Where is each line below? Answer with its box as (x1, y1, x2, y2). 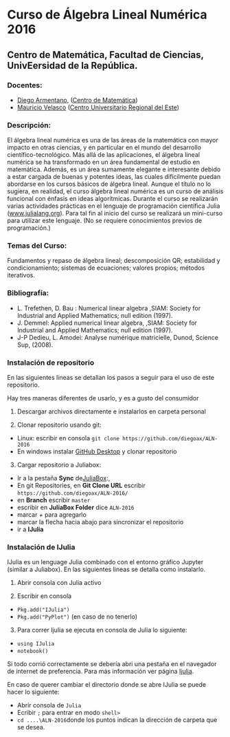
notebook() (16, 648, 49, 655)
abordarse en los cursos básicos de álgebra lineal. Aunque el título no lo (7, 180, 211, 189)
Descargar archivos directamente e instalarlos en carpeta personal (16, 407, 206, 416)
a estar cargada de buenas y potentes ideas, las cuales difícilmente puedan (7, 173, 221, 181)
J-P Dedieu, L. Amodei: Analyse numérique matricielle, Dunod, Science (16, 333, 218, 341)
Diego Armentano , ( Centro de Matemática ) (16, 96, 139, 104)
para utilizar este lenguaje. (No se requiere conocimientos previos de (7, 217, 203, 225)
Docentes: (7, 80, 43, 89)
